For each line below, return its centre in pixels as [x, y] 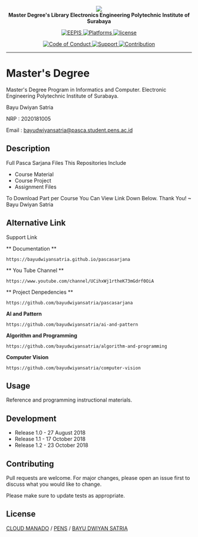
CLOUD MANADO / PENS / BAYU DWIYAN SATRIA [67, 528]
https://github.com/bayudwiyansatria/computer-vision [74, 368]
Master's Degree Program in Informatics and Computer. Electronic [86, 89]
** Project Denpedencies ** [40, 292]
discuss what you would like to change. [54, 484]
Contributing [30, 464]
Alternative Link [36, 223]
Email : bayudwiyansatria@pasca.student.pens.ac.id [70, 130]
